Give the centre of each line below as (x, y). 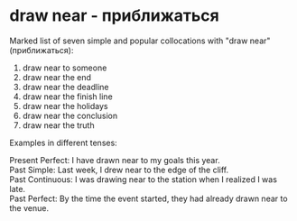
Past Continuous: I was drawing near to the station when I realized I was (144, 179)
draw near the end (57, 77)
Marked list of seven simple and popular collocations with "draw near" (140, 41)
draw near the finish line (67, 97)
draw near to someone (65, 68)
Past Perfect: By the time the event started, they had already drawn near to (148, 198)
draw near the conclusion (70, 115)
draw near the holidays (65, 106)
